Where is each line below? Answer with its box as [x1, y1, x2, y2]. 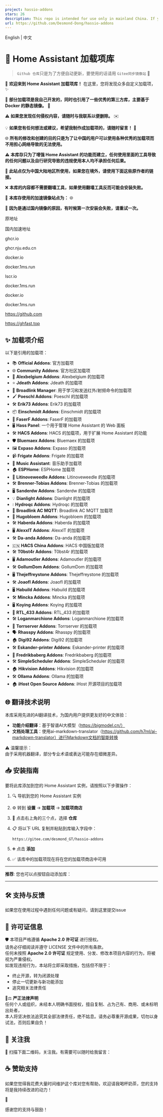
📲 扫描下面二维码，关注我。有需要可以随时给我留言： [5, 1049, 112, 1055]
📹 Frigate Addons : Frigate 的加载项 [12, 453, 84, 458]
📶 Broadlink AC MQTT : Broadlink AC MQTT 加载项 [12, 508, 113, 513]
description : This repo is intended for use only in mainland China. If [5, 16, 155, 21]
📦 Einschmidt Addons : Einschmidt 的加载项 [12, 409, 101, 414]
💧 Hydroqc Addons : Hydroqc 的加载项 [12, 502, 88, 507]
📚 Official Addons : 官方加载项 [12, 360, 74, 366]
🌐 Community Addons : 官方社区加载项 [12, 368, 91, 373]
